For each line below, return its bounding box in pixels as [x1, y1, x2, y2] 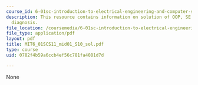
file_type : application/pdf [6, 30, 75, 36]
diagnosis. [11, 19, 38, 25]
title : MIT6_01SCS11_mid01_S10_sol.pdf [6, 42, 104, 47]
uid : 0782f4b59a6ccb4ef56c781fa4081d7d [6, 52, 104, 58]
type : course [6, 47, 38, 53]
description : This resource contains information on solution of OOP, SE [6, 14, 192, 20]
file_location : [6, 25, 44, 31]
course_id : [6, 8, 33, 15]
